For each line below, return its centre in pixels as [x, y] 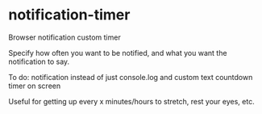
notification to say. [39, 61]
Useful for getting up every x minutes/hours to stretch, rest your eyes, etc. [132, 101]
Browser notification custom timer [64, 37]
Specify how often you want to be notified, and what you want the [118, 53]
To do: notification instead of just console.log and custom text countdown [131, 77]
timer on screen [35, 86]
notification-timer [69, 15]
